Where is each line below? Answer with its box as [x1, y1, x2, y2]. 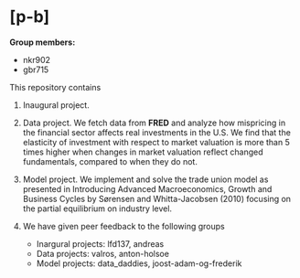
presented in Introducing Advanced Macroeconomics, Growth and [22, 183, 273, 194]
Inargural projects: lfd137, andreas [36, 238, 165, 249]
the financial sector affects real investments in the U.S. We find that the [22, 126, 291, 138]
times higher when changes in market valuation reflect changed [22, 146, 263, 157]
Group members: [9, 37, 76, 48]
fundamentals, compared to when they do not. [22, 155, 198, 166]
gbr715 [22, 64, 49, 75]
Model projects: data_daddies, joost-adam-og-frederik [36, 258, 242, 269]
